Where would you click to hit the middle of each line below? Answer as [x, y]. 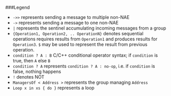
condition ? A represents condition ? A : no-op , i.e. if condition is [84, 66]
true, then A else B [31, 61]
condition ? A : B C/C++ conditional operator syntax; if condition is [85, 55]
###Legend [18, 7]
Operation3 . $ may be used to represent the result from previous [80, 44]
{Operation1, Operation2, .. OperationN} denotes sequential [78, 33]
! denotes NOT [29, 77]
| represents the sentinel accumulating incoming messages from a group [89, 28]
